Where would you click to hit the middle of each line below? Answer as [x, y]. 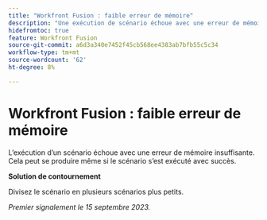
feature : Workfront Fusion [53, 38]
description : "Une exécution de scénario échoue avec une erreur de [124, 23]
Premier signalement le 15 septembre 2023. [79, 206]
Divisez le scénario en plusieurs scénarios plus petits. [96, 191]
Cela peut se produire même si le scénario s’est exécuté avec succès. [122, 160]
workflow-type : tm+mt [44, 52]
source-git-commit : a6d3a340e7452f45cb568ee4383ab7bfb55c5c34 [113, 45]
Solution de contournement [54, 176]
